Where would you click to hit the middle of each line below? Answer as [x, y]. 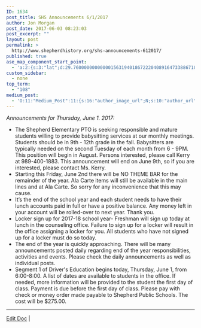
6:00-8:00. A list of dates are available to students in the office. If [95, 275]
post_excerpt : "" [28, 34]
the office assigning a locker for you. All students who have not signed [102, 231]
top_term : [19, 84]
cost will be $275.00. [41, 301]
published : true [26, 56]
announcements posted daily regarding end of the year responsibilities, [103, 250]
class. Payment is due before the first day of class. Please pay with [98, 288]
